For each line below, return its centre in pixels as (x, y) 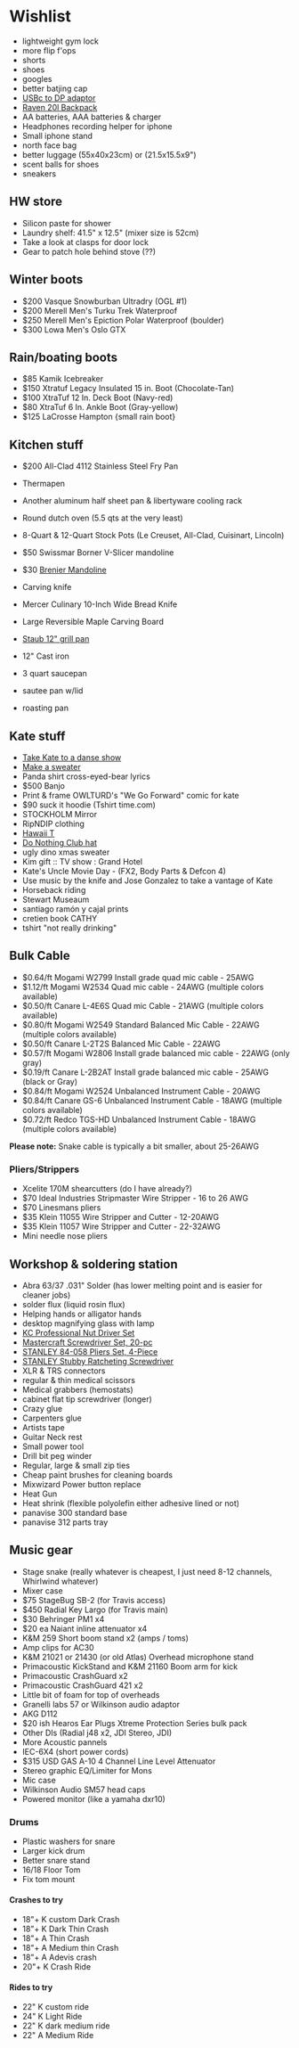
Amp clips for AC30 (58, 1647)
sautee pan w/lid (53, 691)
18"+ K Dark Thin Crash (65, 1929)
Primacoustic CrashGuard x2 (75, 1675)
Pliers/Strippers (44, 1169)
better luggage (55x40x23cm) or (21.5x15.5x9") (109, 154)
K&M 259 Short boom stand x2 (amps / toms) (105, 1638)
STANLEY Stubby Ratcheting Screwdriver (98, 1361)
